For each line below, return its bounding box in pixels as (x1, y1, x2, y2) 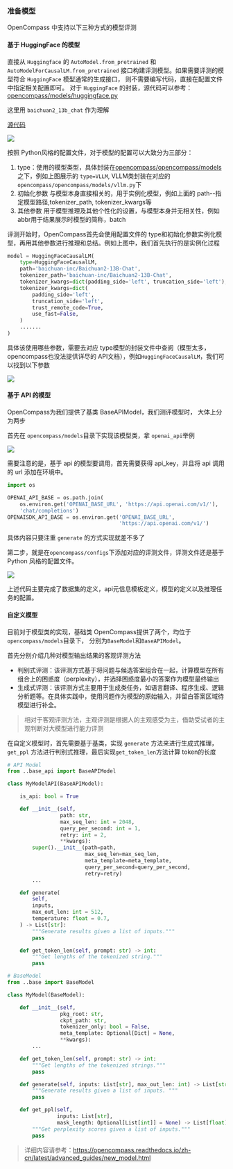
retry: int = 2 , (60, 831, 107, 839)
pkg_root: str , (60, 1010, 104, 1017)
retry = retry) (84, 870, 123, 877)
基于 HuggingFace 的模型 (7, 40, 80, 49)
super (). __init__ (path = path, (32, 844, 116, 851)
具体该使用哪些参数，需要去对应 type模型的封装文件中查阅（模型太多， (7, 343, 210, 352)
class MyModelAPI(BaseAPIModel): (7, 780, 104, 787)
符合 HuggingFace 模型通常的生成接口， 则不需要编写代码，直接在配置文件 (12, 74, 223, 83)
